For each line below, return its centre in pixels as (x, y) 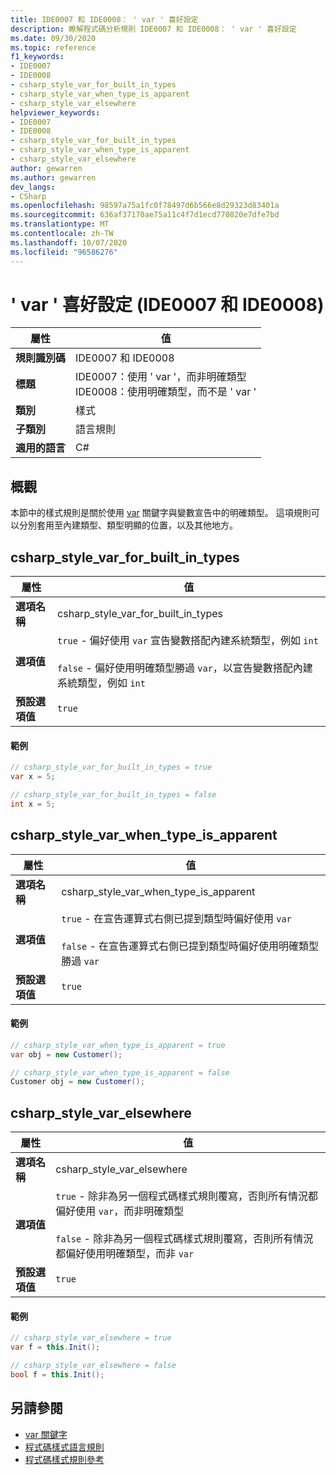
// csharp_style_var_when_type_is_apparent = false (120, 1072)
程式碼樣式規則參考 (64, 1459)
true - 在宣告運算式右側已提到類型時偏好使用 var (176, 918)
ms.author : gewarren (53, 177)
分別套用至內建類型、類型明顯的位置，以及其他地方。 (128, 525)
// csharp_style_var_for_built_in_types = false (113, 795)
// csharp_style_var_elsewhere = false (93, 1366)
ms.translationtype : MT (60, 224)
